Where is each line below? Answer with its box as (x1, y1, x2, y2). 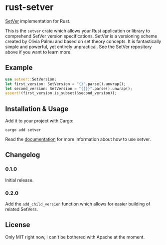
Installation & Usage (5, 104, 69, 113)
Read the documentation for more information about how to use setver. (5, 136, 151, 142)
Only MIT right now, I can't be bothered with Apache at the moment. (5, 234, 145, 240)
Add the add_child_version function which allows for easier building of (5, 201, 151, 207)
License (5, 220, 30, 229)
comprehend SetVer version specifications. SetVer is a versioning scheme (5, 33, 158, 39)
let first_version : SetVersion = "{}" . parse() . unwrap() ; (5, 81, 126, 86)
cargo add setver (5, 127, 41, 132)
